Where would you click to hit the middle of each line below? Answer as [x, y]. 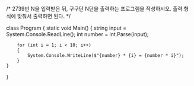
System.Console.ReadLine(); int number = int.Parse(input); [78, 34]
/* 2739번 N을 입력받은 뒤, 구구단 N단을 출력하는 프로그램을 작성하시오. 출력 [94, 9]
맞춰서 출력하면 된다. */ [44, 16]
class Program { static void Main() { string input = [66, 28]
